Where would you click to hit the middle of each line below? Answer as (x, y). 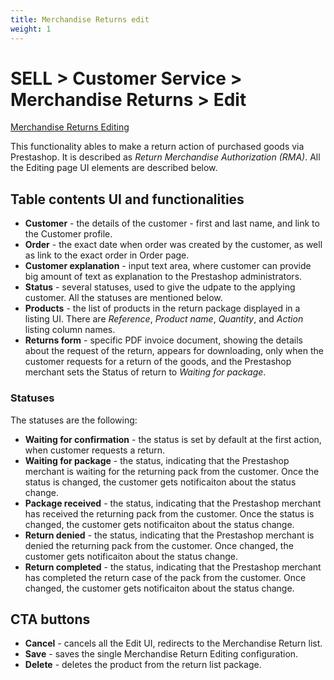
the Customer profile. (68, 234)
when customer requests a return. (95, 450)
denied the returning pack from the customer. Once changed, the (159, 545)
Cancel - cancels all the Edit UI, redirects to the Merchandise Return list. (173, 643)
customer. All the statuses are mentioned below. (123, 298)
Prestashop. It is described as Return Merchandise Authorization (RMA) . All (165, 157)
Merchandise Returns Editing (70, 127)
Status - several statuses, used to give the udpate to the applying (160, 287)
